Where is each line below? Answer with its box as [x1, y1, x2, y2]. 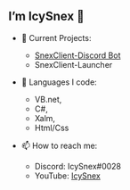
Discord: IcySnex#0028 [34, 161, 122, 171]
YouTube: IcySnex [34, 170, 102, 181]
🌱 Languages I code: [20, 77, 97, 87]
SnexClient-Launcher [34, 59, 113, 70]
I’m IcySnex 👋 [8, 9, 85, 24]
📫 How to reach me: [20, 140, 98, 151]
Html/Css [34, 122, 69, 133]
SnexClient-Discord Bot [34, 50, 121, 61]
